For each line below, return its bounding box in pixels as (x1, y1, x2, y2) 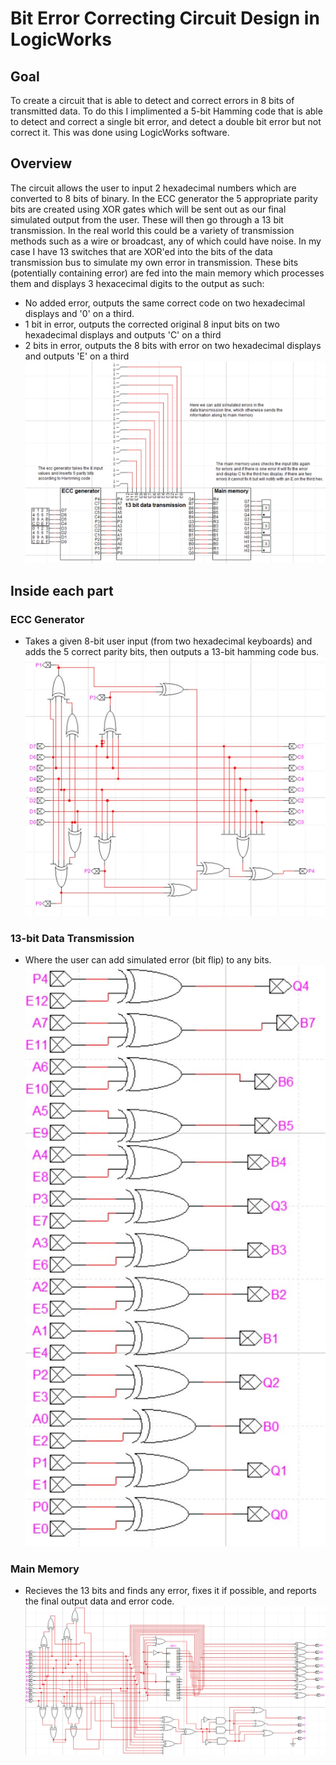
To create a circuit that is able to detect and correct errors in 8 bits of (10, 95, 295, 106)
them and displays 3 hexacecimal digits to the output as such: (10, 277, 265, 289)
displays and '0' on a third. (24, 307, 135, 319)
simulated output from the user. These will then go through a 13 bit (10, 213, 284, 226)
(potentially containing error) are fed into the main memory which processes (10, 267, 325, 279)
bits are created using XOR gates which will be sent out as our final (10, 203, 287, 215)
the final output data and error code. (24, 1595, 175, 1607)
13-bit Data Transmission (10, 931, 135, 945)
